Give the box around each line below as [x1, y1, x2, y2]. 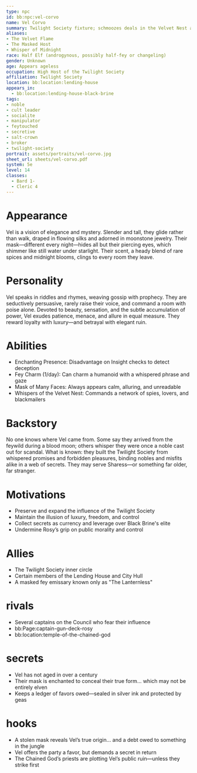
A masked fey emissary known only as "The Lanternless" [14, 579, 153, 586]
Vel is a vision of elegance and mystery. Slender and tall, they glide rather [6, 228, 184, 235]
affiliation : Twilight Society [6, 74, 83, 80]
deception [14, 365, 39, 372]
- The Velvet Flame [6, 36, 54, 42]
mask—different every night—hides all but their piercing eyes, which [6, 241, 171, 248]
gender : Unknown [6, 58, 46, 64]
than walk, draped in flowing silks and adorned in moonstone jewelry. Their [6, 235, 188, 242]
